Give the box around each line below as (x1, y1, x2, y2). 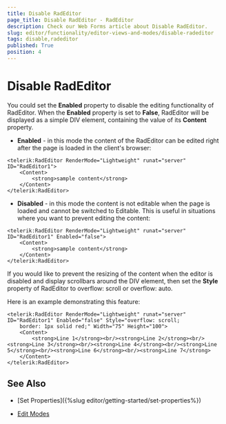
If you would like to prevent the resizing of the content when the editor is (7, 270, 214, 278)
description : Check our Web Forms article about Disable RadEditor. (7, 23, 208, 30)
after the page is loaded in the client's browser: (17, 143, 152, 152)
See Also (7, 378, 46, 390)
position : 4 (7, 49, 41, 56)
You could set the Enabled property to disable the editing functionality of (7, 101, 214, 109)
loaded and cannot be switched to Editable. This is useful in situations (17, 206, 216, 214)
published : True (7, 42, 54, 49)
